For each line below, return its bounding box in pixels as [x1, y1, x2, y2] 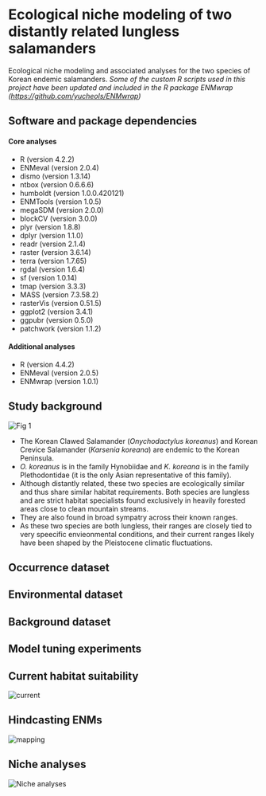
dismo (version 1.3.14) [19, 171, 91, 181]
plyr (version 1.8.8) [19, 222, 81, 232]
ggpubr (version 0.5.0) [19, 315, 94, 324]
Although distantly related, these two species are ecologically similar [19, 478, 245, 488]
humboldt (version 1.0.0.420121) [19, 188, 125, 198]
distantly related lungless [8, 22, 180, 41]
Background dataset [8, 615, 111, 629]
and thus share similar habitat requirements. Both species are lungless [19, 487, 250, 496]
